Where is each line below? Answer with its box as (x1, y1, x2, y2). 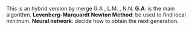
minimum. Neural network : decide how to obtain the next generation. (6, 18, 179, 24)
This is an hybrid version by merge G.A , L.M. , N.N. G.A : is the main (6, 5, 175, 12)
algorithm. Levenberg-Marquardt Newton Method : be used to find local (6, 11, 186, 18)
